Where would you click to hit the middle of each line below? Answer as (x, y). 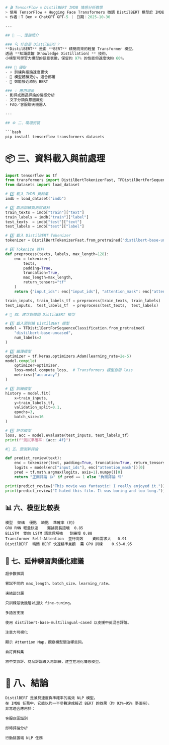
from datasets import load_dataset (43, 185)
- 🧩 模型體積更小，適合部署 (30, 77)
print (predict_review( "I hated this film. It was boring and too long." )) (85, 491)
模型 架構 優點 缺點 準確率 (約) (40, 523)
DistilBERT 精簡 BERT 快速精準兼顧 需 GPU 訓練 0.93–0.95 (69, 544)
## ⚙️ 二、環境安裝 (23, 123)
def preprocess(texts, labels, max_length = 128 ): (57, 254)
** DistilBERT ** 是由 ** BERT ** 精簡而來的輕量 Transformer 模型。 (70, 49)
